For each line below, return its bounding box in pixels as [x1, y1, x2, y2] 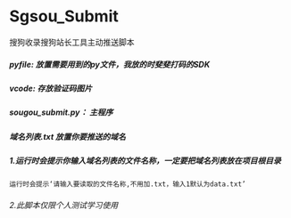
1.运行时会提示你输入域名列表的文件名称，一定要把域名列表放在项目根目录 [9, 156, 281, 166]
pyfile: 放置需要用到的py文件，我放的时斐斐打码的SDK [9, 59, 211, 69]
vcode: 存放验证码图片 [9, 83, 93, 93]
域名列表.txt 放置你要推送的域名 [9, 131, 127, 141]
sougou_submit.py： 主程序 [9, 107, 113, 117]
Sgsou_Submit [9, 6, 119, 27]
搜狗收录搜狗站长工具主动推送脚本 [9, 36, 135, 47]
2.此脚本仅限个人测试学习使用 [9, 200, 119, 210]
